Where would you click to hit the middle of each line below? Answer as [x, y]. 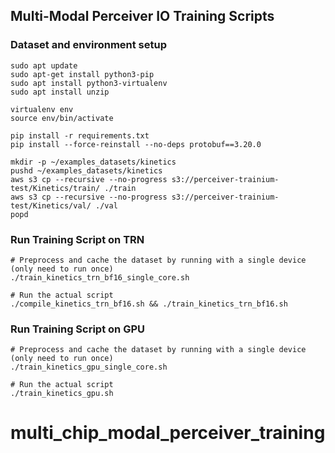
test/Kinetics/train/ [55, 188]
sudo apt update [44, 65]
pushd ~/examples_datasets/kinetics [86, 170]
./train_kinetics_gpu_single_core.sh [89, 367]
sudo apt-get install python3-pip [82, 74]
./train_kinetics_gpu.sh [62, 394]
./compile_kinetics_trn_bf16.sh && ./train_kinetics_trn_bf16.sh [149, 304]
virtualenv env [42, 109]
